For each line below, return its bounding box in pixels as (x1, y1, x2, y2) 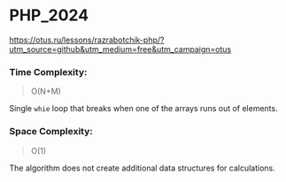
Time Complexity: (9, 65, 88, 78)
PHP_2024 (9, 5, 89, 26)
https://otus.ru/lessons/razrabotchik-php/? (9, 34, 165, 45)
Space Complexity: (9, 125, 93, 138)
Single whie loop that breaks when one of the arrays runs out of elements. (9, 103, 278, 114)
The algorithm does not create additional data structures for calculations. (9, 163, 276, 173)
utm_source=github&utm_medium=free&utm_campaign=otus (9, 43, 232, 54)
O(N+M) (30, 86, 62, 97)
